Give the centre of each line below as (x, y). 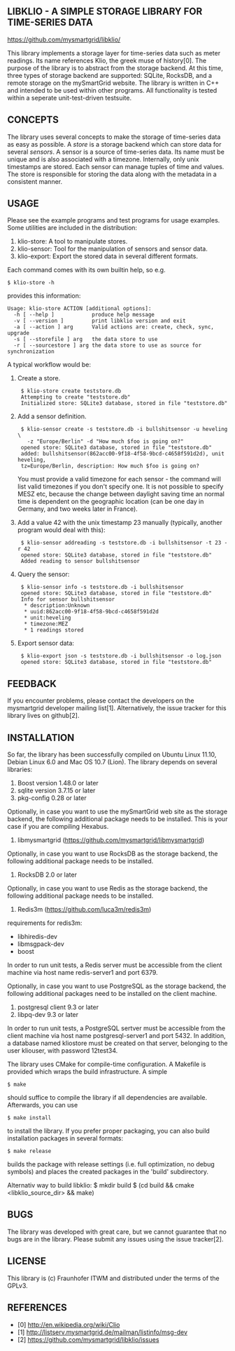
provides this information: (44, 296)
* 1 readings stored (54, 630)
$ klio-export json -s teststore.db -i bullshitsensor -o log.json (121, 656)
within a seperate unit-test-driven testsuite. (69, 98)
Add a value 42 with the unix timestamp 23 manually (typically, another (120, 523)
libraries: (20, 770)
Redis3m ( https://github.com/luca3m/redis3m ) (84, 910)
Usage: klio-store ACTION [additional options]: (79, 309)
